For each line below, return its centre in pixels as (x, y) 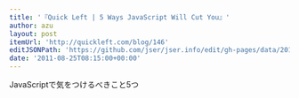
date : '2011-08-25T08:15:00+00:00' (75, 58)
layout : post (33, 34)
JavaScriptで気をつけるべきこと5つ (74, 84)
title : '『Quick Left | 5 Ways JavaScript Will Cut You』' (120, 17)
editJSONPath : (36, 50)
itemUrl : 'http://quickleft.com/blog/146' (89, 42)
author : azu (31, 26)
